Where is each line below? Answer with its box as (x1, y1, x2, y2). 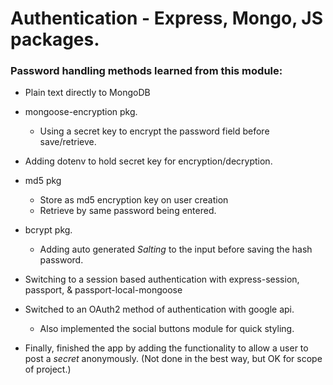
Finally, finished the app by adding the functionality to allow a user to (24, 342, 309, 354)
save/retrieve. (39, 136, 97, 148)
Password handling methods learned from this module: (10, 64, 283, 78)
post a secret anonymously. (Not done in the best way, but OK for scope (24, 353, 323, 365)
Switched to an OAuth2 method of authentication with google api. (24, 303, 295, 316)
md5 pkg (24, 175, 62, 187)
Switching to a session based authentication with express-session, (24, 273, 300, 286)
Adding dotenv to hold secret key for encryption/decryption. (24, 155, 273, 167)
